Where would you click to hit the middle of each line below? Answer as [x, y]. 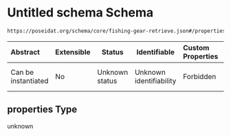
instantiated [30, 80]
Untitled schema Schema [80, 13]
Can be [22, 72]
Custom [196, 47]
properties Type [42, 110]
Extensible [73, 52]
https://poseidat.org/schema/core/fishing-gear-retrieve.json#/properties [117, 31]
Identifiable [156, 52]
